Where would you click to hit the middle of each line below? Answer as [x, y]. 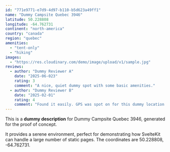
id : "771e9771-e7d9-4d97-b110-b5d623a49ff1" [53, 10]
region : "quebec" [24, 39]
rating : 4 [25, 100]
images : [13, 57]
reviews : [14, 67]
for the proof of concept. [31, 125]
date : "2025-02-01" [35, 95]
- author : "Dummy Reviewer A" [42, 72]
